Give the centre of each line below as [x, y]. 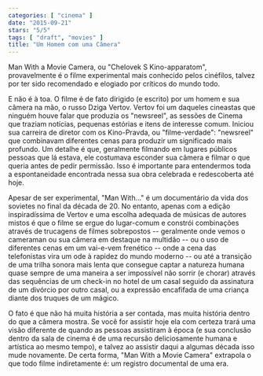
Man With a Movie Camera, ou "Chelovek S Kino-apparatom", [108, 67]
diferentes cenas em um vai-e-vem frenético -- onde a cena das [112, 248]
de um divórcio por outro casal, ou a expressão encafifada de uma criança [129, 290]
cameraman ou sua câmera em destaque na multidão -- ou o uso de [119, 240]
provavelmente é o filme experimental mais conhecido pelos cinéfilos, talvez [131, 76]
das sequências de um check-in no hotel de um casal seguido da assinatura [131, 282]
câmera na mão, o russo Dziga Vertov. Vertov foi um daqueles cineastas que [132, 108]
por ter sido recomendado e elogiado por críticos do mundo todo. [114, 84]
